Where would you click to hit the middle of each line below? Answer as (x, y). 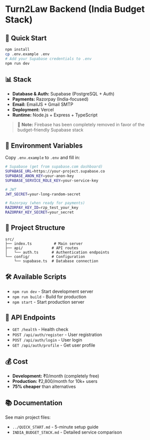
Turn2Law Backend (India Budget (75, 9)
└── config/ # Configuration (45, 257)
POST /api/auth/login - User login (47, 340)
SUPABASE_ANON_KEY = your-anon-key (40, 176)
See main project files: (28, 417)
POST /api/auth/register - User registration (57, 335)
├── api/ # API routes (42, 248)
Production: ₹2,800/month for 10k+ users (55, 381)
